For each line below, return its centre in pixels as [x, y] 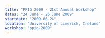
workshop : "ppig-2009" [28, 28]
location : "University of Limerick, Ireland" [53, 23]
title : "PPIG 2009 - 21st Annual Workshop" [51, 10]
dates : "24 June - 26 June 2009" [40, 14]
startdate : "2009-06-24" [31, 19]
